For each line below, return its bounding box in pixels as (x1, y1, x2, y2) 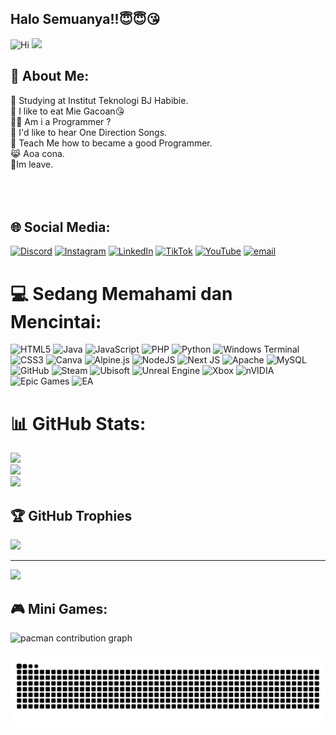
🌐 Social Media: (10, 219, 111, 236)
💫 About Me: (10, 68, 90, 85)
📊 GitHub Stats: (10, 412, 147, 435)
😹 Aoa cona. (10, 147, 65, 159)
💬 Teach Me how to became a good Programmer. (10, 137, 213, 149)
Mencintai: (10, 310, 102, 333)
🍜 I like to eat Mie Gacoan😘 (10, 105, 125, 117)
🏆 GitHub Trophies (10, 507, 133, 524)
